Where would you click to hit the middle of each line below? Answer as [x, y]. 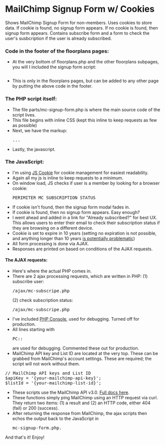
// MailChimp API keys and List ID [48, 373]
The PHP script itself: [31, 99]
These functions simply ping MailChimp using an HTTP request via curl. [85, 398]
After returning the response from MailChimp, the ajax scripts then [80, 414]
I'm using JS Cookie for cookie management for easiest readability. [80, 173]
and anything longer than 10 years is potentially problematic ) [74, 238]
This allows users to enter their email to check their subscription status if [86, 223]
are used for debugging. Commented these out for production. [76, 348]
